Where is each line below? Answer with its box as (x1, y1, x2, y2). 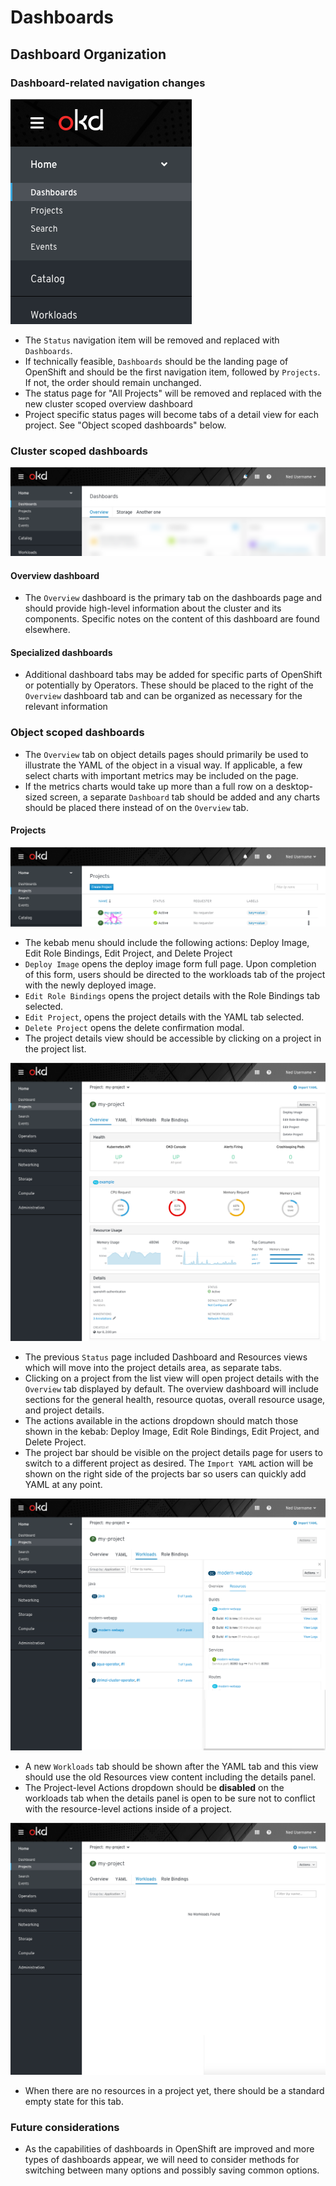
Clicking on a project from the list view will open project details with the (24, 1372, 320, 1384)
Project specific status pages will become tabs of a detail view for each (24, 408, 320, 420)
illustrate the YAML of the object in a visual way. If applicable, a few (24, 759, 303, 771)
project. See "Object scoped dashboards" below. (24, 419, 227, 431)
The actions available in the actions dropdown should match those (24, 1414, 299, 1426)
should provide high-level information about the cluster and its (24, 602, 282, 615)
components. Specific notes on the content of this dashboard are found (24, 613, 320, 625)
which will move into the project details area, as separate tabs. (24, 1361, 283, 1373)
